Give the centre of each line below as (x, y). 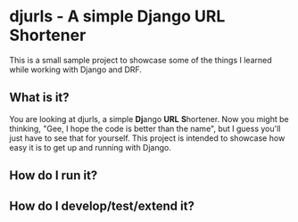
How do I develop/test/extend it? (102, 206)
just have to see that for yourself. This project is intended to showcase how (147, 138)
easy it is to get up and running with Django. (91, 147)
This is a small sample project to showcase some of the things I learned (141, 60)
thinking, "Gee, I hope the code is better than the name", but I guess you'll (145, 128)
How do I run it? (54, 176)
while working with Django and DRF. (76, 70)
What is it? (39, 98)
